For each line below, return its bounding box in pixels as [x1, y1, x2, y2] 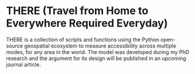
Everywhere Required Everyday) [6, 16, 168, 30]
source [6, 42, 24, 49]
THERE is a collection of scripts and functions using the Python [6, 36, 160, 43]
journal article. [6, 60, 41, 68]
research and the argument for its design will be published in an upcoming [6, 55, 187, 62]
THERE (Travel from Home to [6, 4, 148, 18]
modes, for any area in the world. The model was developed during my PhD [6, 48, 190, 55]
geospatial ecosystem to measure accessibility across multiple [24, 42, 177, 49]
